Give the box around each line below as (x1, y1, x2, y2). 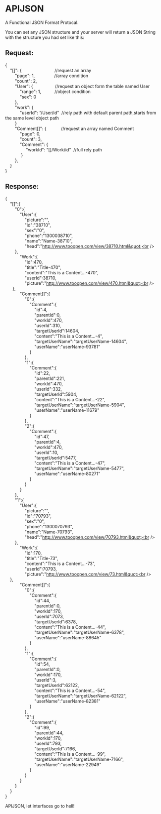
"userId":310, (34, 322, 61, 329)
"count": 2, (14, 78, 37, 84)
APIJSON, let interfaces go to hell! (5, 803, 75, 809)
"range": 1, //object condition (19, 88, 91, 95)
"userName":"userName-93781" (34, 344, 101, 349)
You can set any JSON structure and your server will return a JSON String (5, 29, 156, 35)
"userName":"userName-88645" (34, 634, 102, 640)
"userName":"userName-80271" (34, 470, 101, 476)
